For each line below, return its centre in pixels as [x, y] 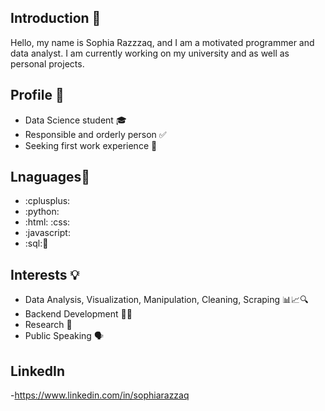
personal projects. [47, 63]
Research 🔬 [48, 325]
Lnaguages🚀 [50, 177]
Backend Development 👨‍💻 [78, 314]
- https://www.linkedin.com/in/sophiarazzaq [100, 395]
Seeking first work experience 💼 [91, 145]
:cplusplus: [47, 201]
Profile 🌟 [37, 95]
